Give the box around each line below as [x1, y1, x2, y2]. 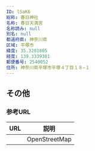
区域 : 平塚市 [6, 43, 34, 49]
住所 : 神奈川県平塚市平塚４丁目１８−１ [6, 64, 90, 71]
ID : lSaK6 [6, 8, 31, 15]
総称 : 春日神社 [6, 14, 39, 20]
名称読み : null [6, 25, 41, 32]
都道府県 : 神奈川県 [6, 37, 48, 43]
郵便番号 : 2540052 [6, 59, 49, 65]
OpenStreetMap [26, 135, 72, 144]
